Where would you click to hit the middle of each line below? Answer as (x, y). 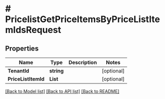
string (56, 71)
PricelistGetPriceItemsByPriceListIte (83, 19)
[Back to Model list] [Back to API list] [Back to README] (62, 91)
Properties (22, 48)
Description (83, 62)
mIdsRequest (33, 30)
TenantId (18, 71)
